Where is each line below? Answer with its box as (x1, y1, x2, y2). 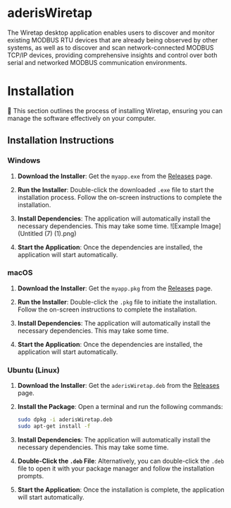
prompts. (17, 471, 44, 480)
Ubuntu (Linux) (7, 365, 60, 375)
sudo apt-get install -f (17, 423, 91, 430)
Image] (200, 221, 222, 230)
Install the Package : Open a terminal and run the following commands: (17, 403, 223, 411)
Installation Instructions (7, 134, 115, 146)
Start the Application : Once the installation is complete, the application (17, 485, 225, 494)
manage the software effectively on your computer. (7, 114, 156, 122)
